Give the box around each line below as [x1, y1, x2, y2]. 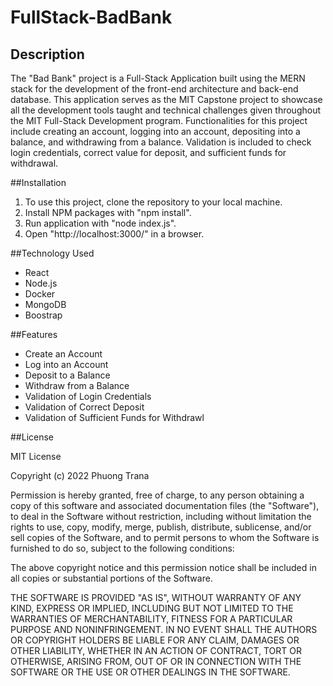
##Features [10, 329, 58, 340]
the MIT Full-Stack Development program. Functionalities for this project [10, 115, 308, 126]
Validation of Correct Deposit [24, 401, 145, 413]
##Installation [10, 177, 67, 188]
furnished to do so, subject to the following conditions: [10, 542, 235, 554]
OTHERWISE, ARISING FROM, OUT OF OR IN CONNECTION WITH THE [10, 656, 302, 667]
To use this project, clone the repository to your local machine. [24, 196, 283, 208]
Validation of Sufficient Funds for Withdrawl [24, 412, 205, 423]
